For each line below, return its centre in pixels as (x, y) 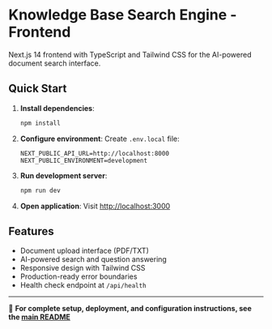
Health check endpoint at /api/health (83, 285)
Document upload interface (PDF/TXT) (85, 251)
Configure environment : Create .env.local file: (100, 139)
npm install (40, 123)
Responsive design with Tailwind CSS (83, 268)
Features (31, 231)
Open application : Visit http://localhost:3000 (95, 206)
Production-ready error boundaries (79, 276)
